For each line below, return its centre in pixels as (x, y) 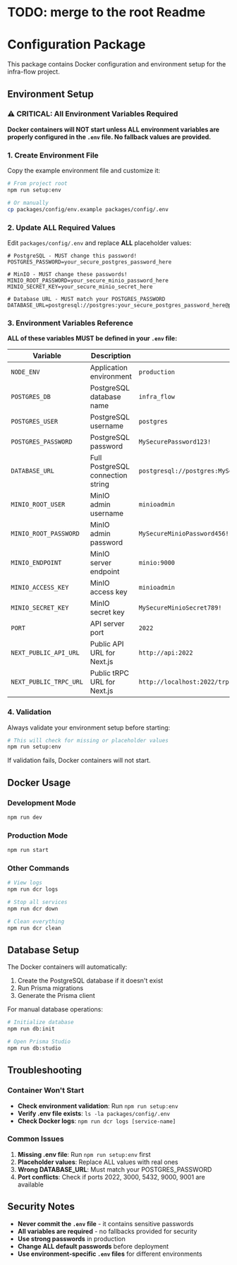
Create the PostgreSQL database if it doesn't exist (90, 981)
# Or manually (28, 203)
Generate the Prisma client (56, 996)
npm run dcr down (33, 908)
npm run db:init (31, 1029)
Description (111, 356)
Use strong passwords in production (71, 1239)
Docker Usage (39, 782)
